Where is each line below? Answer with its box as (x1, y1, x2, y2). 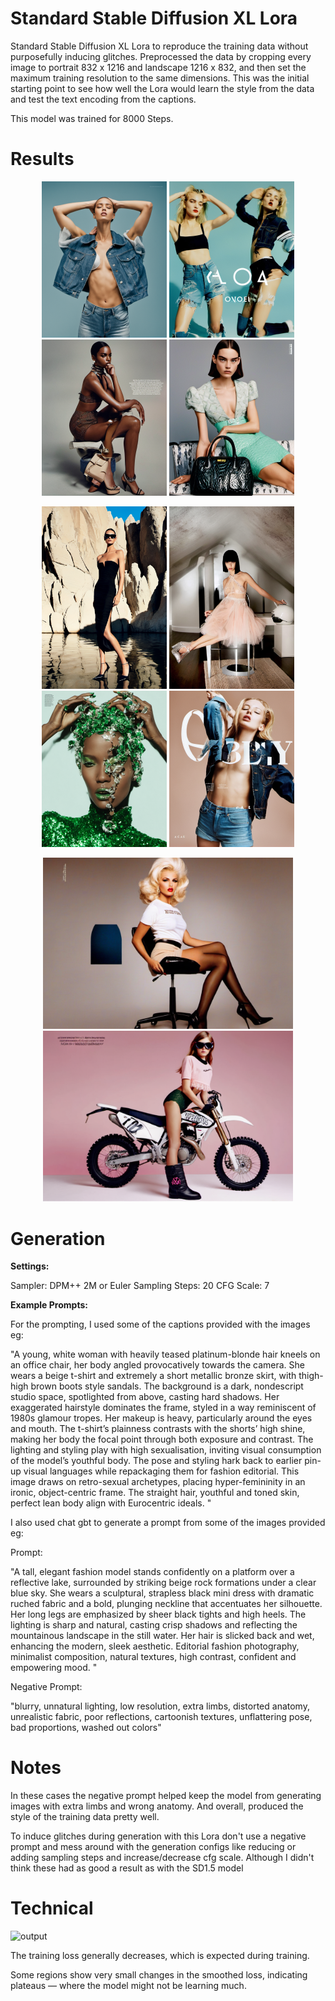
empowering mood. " (10, 1662, 98, 1674)
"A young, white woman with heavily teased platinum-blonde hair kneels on (10, 1348, 321, 1361)
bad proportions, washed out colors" (10, 1722, 162, 1734)
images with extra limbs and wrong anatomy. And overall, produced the (10, 1800, 304, 1812)
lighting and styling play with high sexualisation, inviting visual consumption (10, 1444, 322, 1456)
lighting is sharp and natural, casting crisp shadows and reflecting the (10, 1619, 298, 1631)
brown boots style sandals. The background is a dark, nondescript (30, 1380, 304, 1392)
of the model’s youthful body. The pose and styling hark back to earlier (10, 1455, 303, 1467)
